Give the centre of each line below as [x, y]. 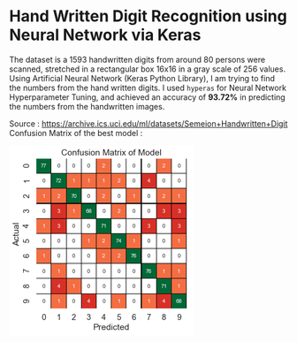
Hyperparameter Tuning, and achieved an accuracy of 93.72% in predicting [147, 97]
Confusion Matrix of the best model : [76, 133]
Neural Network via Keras [105, 35]
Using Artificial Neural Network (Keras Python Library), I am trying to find [142, 78]
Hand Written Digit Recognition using [148, 16]
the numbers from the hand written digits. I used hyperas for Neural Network [148, 88]
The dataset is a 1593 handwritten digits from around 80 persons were [137, 59]
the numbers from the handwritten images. [87, 106]
